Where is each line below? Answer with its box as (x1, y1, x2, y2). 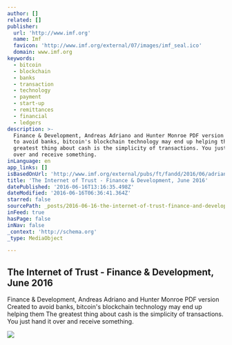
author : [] (7, 10, 39, 17)
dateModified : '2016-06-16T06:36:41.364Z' (7, 190, 131, 197)
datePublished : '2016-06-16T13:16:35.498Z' (7, 184, 135, 190)
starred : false (7, 196, 51, 204)
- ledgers (13, 119, 41, 126)
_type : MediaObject (7, 235, 64, 241)
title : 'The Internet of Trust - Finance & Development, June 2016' (7, 177, 209, 184)
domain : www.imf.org (13, 49, 72, 56)
